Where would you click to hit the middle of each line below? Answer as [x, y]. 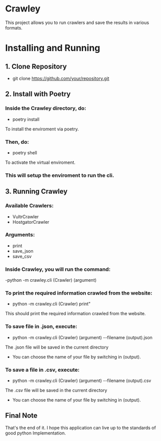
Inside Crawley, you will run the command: [58, 269]
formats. [14, 27]
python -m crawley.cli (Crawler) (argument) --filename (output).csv [82, 381]
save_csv [22, 256]
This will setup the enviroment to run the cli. [60, 175]
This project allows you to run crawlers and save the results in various [77, 22]
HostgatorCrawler [31, 222]
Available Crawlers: [29, 206]
